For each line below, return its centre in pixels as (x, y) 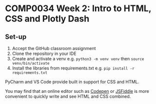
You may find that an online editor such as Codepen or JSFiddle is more (77, 91)
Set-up (16, 37)
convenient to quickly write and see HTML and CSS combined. (68, 96)
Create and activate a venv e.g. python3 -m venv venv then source (78, 59)
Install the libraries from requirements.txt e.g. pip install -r (73, 68)
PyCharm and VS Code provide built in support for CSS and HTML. (72, 82)
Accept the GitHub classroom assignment (54, 48)
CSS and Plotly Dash (47, 19)
